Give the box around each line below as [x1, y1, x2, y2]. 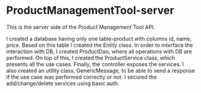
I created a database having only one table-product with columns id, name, [6, 35, 192, 42]
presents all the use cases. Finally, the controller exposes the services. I [6, 61, 184, 68]
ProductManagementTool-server [6, 4, 175, 17]
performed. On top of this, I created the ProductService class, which [6, 54, 175, 61]
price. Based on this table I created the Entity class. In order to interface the [6, 41, 193, 49]
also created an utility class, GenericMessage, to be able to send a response [6, 67, 195, 74]
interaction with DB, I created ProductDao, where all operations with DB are [6, 47, 192, 55]
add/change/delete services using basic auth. [6, 79, 120, 87]
